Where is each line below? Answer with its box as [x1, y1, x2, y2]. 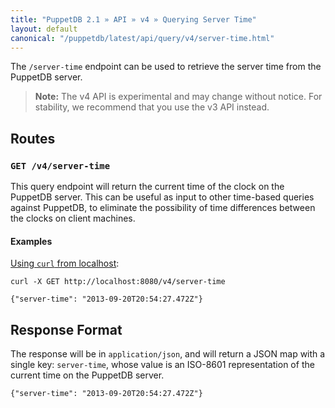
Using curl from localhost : [10, 257, 120, 270]
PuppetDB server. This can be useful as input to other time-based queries [10, 191, 315, 203]
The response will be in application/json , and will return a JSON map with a [10, 348, 326, 360]
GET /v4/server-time [10, 160, 111, 171]
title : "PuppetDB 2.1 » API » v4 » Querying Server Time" [10, 14, 257, 25]
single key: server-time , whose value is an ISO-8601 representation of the [10, 359, 315, 371]
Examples [10, 235, 53, 247]
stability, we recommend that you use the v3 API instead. [34, 101, 270, 113]
